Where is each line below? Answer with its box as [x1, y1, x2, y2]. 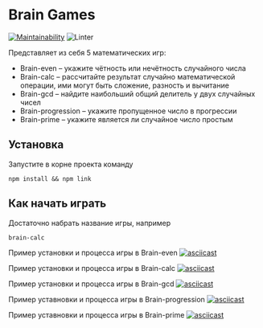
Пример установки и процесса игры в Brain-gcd [8, 279, 175, 289]
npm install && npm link [8, 174, 92, 182]
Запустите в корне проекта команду [8, 159, 134, 169]
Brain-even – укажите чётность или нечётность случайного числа [19, 63, 247, 73]
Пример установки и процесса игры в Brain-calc [8, 263, 175, 273]
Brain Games [8, 6, 96, 24]
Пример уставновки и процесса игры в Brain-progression [8, 294, 205, 304]
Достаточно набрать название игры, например [8, 218, 171, 228]
